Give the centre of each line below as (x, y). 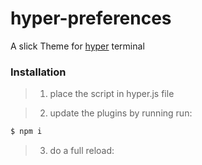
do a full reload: (82, 151)
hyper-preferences (91, 18)
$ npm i (26, 132)
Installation (38, 72)
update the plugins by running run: (121, 113)
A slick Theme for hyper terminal (77, 46)
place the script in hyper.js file (112, 94)
